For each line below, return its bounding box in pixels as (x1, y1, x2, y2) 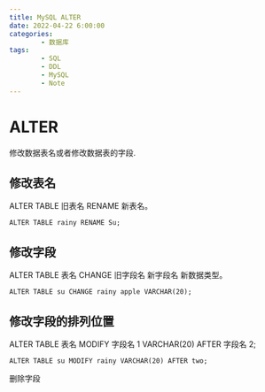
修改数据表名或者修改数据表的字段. (9, 147, 136, 158)
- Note (41, 79, 66, 88)
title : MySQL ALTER (9, 12, 82, 22)
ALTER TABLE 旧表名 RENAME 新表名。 (9, 201, 153, 211)
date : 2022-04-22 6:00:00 (9, 21, 105, 30)
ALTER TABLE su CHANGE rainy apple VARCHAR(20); (9, 288, 192, 296)
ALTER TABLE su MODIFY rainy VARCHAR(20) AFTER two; (9, 357, 208, 365)
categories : (9, 29, 53, 38)
